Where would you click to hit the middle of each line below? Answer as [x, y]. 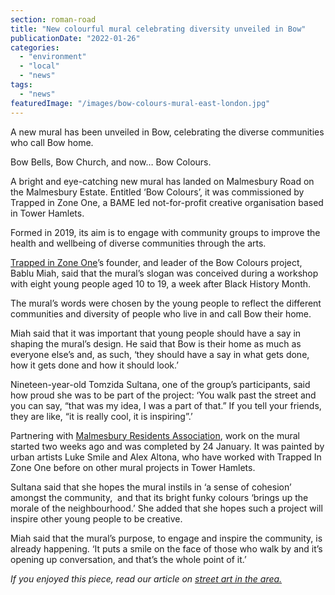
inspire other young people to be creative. [96, 518]
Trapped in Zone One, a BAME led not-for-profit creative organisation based [167, 202]
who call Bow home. [52, 142]
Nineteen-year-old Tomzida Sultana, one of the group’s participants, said [160, 384]
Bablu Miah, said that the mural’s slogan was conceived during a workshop [164, 273]
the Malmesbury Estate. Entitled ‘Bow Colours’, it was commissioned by [157, 192]
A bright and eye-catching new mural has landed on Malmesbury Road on [162, 181]
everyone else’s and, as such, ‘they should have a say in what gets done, [160, 354]
